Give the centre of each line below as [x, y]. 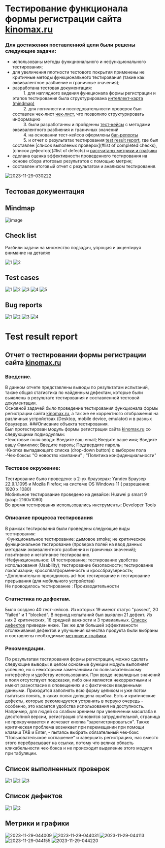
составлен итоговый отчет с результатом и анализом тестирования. [84, 166]
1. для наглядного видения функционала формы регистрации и [90, 93]
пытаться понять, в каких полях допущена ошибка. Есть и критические [81, 696]
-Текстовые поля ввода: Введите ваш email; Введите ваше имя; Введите [81, 440]
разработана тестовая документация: [52, 88]
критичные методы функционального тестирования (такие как [78, 77]
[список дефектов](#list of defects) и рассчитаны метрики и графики [84, 151]
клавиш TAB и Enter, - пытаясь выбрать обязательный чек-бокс [72, 732]
